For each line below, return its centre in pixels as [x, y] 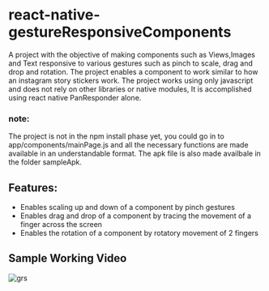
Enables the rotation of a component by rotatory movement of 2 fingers [139, 233]
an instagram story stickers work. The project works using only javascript [131, 80]
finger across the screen [61, 225]
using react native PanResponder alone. [75, 97]
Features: [33, 188]
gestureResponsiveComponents [120, 32]
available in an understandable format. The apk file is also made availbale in [135, 154]
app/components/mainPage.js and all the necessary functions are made [128, 145]
